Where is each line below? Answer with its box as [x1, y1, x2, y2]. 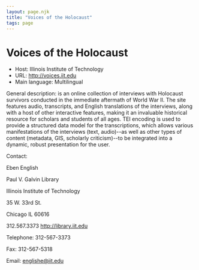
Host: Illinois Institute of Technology [14, 65, 104, 73]
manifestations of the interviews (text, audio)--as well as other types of [6, 128, 182, 136]
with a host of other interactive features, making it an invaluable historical [6, 109, 188, 116]
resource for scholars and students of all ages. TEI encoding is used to [6, 115, 181, 123]
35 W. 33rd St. [6, 199, 42, 206]
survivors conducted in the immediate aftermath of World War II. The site [6, 97, 186, 104]
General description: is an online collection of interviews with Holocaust [6, 90, 183, 97]
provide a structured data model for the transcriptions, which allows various [6, 122, 194, 129]
